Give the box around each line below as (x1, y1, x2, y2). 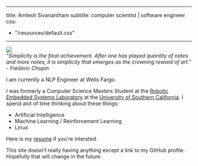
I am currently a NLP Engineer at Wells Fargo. (6, 76, 117, 83)
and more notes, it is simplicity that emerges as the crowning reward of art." (6, 58, 192, 65)
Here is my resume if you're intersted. (6, 135, 98, 142)
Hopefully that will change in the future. (6, 153, 102, 160)
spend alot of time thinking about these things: (6, 100, 119, 107)
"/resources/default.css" (14, 29, 75, 36)
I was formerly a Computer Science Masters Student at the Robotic (6, 88, 169, 94)
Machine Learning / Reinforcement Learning (14, 118, 122, 124)
